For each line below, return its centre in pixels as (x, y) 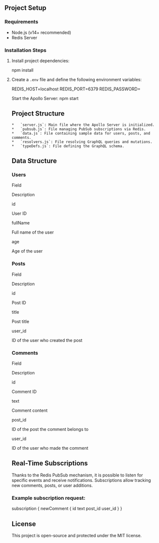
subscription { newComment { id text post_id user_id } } (67, 509)
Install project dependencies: (40, 61)
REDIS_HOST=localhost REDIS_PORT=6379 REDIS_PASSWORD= (76, 89)
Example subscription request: (48, 498)
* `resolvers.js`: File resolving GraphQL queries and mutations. (82, 142)
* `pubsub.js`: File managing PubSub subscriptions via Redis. (79, 129)
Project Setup (26, 8)
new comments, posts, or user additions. (52, 485)
